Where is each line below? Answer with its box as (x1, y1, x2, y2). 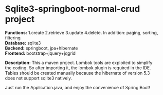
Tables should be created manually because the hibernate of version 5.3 (5, 70, 150, 76)
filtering (5, 35, 21, 41)
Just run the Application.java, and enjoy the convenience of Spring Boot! (5, 84, 150, 90)
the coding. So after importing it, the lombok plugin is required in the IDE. (5, 64, 151, 71)
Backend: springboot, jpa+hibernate (5, 45, 78, 51)
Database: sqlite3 (5, 40, 41, 46)
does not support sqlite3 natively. (5, 75, 72, 81)
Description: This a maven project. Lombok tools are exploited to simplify (5, 60, 153, 65)
